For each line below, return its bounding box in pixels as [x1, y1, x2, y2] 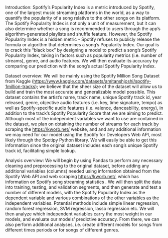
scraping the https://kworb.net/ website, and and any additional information [5, 126, 161, 132]
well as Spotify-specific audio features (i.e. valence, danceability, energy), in [5, 105, 163, 111]
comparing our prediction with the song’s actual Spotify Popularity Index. [5, 63, 156, 69]
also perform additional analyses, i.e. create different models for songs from [5, 221, 162, 227]
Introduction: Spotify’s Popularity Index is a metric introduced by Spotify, [5, 5, 155, 10]
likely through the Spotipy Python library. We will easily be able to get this [5, 137, 157, 143]
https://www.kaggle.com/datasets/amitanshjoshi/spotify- [33, 78, 151, 84]
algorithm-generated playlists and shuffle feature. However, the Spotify [5, 31, 152, 37]
